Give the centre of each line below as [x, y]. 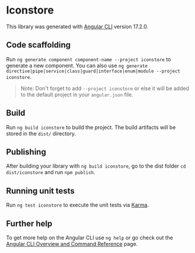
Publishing [26, 152]
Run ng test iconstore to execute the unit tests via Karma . [77, 205]
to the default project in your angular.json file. [77, 94]
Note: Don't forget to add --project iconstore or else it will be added [105, 88]
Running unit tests [40, 191]
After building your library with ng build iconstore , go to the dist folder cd [96, 166]
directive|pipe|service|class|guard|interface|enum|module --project [93, 71]
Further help [29, 223]
